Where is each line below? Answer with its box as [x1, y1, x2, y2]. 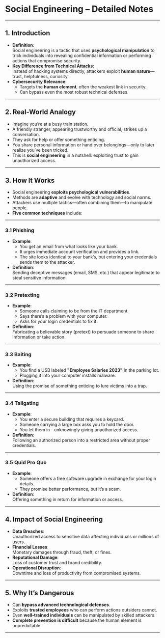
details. [19, 480, 35, 487]
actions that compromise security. [12, 57, 82, 63]
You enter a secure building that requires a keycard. [19, 416, 124, 422]
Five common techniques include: [12, 210, 82, 216]
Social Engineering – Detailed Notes [5, 3, 154, 15]
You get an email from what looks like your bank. [19, 243, 118, 249]
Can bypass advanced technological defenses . [12, 602, 110, 608]
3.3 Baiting [5, 351, 32, 358]
